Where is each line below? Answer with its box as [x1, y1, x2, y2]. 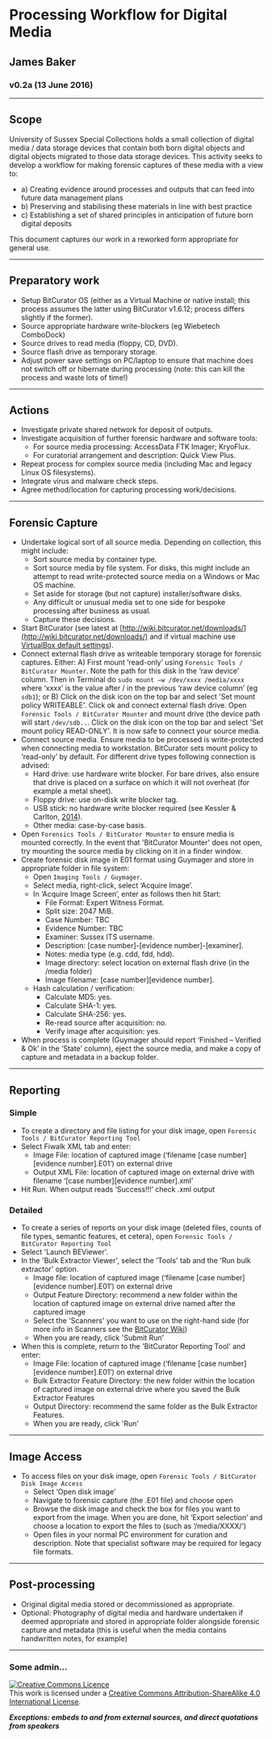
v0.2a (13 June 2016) [9, 79, 94, 90]
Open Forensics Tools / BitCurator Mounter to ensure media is [20, 830, 235, 839]
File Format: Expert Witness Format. [44, 898, 165, 908]
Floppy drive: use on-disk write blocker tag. [32, 795, 178, 804]
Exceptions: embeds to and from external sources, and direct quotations [9, 1712, 259, 1722]
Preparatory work [9, 274, 100, 288]
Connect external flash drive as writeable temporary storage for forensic [20, 649, 262, 659]
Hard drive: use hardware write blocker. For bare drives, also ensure [32, 769, 260, 779]
